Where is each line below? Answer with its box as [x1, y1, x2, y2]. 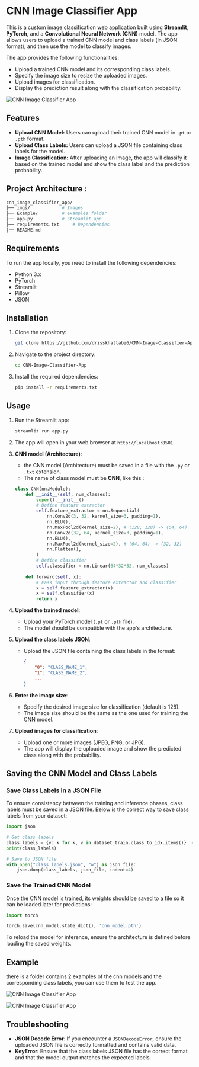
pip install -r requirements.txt [14, 384, 98, 390]
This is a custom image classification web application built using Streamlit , [6, 24, 189, 31]
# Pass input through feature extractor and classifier [36, 579, 177, 585]
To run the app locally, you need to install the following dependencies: [6, 259, 177, 266]
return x [36, 596, 58, 602]
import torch [6, 912, 38, 918]
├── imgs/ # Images [6, 205, 84, 211]
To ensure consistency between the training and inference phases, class [6, 800, 183, 807]
